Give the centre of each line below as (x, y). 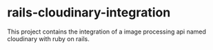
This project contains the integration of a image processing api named (107, 32)
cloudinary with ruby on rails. (48, 38)
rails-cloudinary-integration (89, 13)
